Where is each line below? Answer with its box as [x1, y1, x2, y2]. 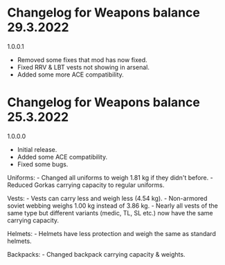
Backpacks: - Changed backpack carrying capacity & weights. [7, 250, 186, 258]
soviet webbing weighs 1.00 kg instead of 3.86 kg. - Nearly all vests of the [7, 202, 218, 210]
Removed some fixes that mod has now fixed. [17, 55, 147, 63]
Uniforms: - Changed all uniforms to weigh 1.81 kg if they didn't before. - [7, 173, 213, 181]
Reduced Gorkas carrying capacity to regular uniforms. [7, 181, 165, 189]
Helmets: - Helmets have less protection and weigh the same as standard [7, 229, 216, 237]
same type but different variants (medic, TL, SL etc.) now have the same [7, 208, 213, 217]
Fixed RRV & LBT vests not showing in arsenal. [17, 63, 150, 71]
